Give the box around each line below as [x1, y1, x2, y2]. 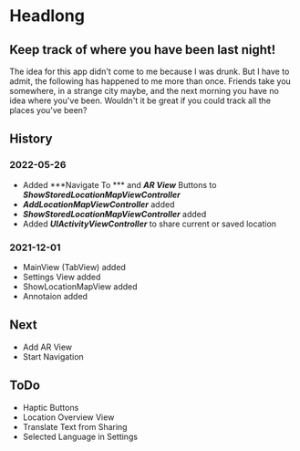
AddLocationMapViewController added [22, 198, 175, 210]
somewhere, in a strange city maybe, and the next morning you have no [9, 86, 280, 96]
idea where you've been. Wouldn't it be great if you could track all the [9, 95, 272, 106]
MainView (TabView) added [22, 261, 126, 272]
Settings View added [22, 271, 101, 282]
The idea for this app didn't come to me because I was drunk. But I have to [9, 66, 290, 77]
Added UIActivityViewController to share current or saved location [22, 218, 276, 229]
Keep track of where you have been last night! [9, 42, 276, 58]
